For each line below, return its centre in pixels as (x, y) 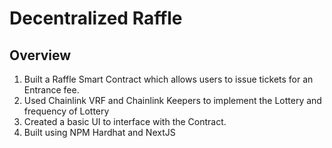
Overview (40, 55)
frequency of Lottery (66, 111)
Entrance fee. (51, 90)
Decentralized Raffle (96, 18)
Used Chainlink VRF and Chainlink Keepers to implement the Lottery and (172, 100)
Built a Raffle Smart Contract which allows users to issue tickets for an (168, 79)
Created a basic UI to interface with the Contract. (125, 121)
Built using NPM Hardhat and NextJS (99, 132)
